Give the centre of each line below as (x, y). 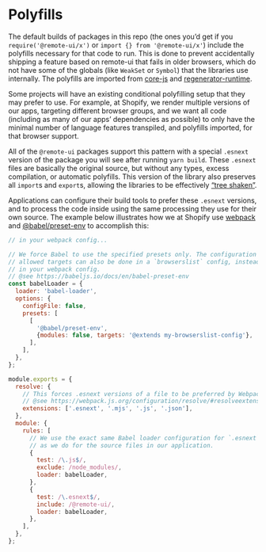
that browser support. (44, 135)
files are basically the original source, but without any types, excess (119, 168)
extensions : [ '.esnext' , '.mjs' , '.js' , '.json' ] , (108, 409)
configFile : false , (55, 306)
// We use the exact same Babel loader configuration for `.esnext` (144, 438)
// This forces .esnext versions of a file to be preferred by (129, 394)
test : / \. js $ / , (62, 460)
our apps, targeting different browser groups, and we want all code (118, 110)
